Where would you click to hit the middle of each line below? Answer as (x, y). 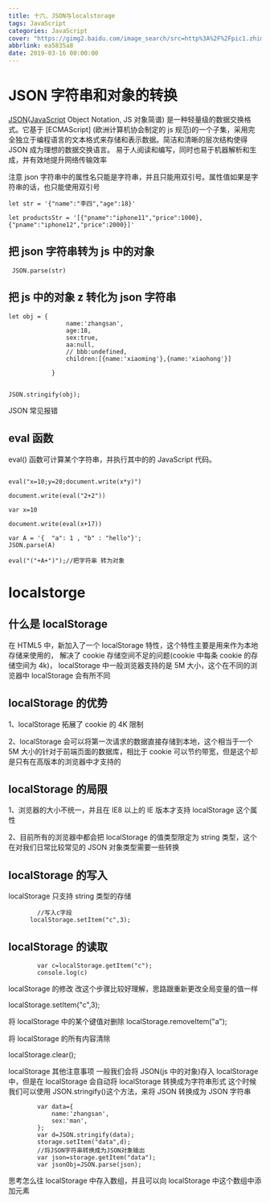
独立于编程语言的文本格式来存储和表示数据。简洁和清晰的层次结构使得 (131, 139)
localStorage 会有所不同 (71, 675)
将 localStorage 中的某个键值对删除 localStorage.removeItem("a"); (118, 1022)
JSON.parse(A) (32, 545)
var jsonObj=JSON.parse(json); (90, 1165)
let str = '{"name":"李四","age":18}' (72, 203)
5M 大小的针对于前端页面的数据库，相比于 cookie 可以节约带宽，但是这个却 (133, 751)
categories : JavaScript (48, 31)
